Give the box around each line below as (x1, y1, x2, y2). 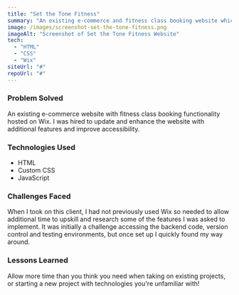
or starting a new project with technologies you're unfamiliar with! (7, 279, 200, 288)
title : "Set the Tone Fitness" (7, 10, 100, 18)
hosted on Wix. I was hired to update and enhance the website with (7, 117, 205, 125)
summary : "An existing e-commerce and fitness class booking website (7, 17, 218, 24)
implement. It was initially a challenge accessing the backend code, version (7, 222, 228, 231)
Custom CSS (17, 166, 55, 175)
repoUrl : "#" (7, 70, 46, 77)
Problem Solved (7, 93, 64, 103)
